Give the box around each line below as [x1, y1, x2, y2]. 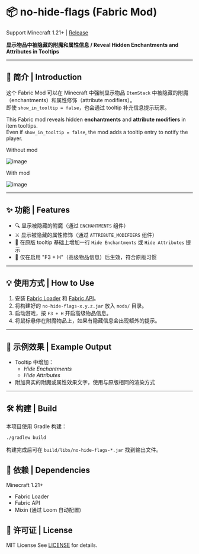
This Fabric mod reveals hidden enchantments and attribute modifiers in [6, 116, 187, 123]
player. [6, 135, 23, 142]
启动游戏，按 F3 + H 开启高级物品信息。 [14, 310, 112, 317]
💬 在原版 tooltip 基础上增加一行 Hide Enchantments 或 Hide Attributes [14, 239, 185, 246]
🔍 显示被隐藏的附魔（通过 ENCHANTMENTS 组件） [14, 221, 129, 229]
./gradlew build [6, 435, 46, 441]
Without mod [6, 146, 38, 153]
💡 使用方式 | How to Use [6, 278, 95, 288]
